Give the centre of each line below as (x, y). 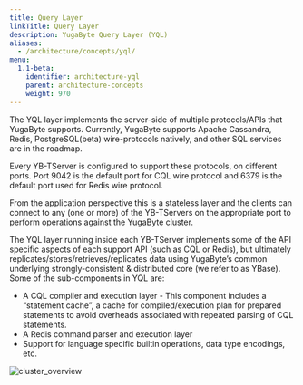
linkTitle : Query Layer (54, 26)
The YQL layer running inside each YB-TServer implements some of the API (151, 239)
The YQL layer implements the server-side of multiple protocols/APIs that (146, 120)
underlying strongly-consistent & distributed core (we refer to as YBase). (145, 268)
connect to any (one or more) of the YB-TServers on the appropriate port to (151, 212)
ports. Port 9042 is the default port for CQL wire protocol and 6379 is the (146, 175)
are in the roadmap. (46, 148)
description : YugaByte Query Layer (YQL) (89, 34)
